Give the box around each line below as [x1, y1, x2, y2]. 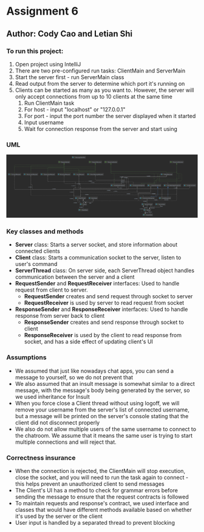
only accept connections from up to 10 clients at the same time [15, 93, 173, 100]
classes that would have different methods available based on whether [15, 506, 192, 513]
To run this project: [6, 47, 64, 55]
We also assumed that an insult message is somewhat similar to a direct [15, 380, 195, 387]
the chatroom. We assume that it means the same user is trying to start [15, 432, 193, 439]
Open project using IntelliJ [15, 60, 81, 68]
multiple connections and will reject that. [15, 438, 117, 446]
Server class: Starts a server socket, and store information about [15, 241, 178, 248]
